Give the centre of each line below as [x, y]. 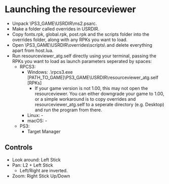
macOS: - [37, 120]
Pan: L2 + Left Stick [33, 165]
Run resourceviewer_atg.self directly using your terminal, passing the [84, 56]
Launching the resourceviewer [70, 9]
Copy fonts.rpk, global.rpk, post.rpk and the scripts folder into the [81, 34]
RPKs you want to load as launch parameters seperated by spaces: [82, 61]
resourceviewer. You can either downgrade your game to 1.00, [99, 94]
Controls [19, 148]
